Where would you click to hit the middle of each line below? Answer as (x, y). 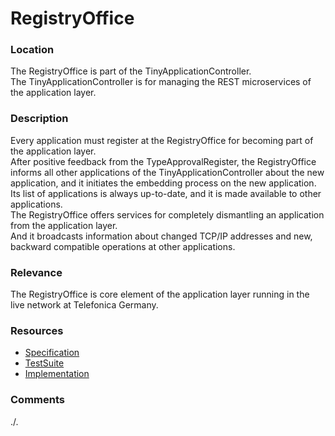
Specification (52, 353)
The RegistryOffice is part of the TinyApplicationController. (131, 71)
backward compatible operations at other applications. (123, 246)
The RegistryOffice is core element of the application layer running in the (160, 294)
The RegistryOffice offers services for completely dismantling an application (167, 214)
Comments (37, 400)
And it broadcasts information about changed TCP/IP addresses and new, (161, 236)
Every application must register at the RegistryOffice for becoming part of (162, 140)
